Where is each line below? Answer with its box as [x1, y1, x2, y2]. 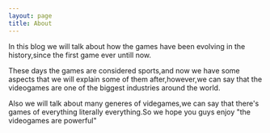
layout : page [8, 11, 53, 20]
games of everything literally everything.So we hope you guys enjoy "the [8, 106, 251, 117]
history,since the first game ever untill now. [8, 50, 152, 60]
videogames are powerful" [8, 115, 97, 125]
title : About [8, 19, 53, 27]
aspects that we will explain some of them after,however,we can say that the [8, 74, 263, 84]
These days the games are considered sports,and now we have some [8, 65, 240, 75]
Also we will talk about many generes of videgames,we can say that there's [8, 98, 259, 108]
